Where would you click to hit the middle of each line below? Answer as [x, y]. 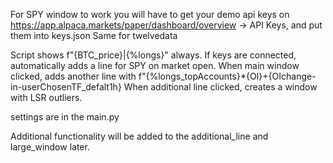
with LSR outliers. [46, 97]
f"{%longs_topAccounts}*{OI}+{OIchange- [227, 76]
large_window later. [50, 147]
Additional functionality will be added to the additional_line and [139, 136]
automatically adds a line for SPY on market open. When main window [155, 65]
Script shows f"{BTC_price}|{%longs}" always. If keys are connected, [153, 55]
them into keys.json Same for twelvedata [94, 35]
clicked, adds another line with [73, 76]
